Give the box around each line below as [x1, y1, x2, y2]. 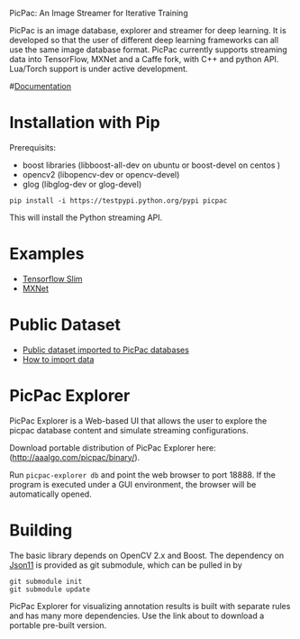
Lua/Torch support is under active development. [9, 63, 188, 74]
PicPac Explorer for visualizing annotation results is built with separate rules [9, 600, 291, 611]
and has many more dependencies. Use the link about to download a [9, 610, 265, 621]
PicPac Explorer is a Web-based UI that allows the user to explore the [9, 415, 268, 426]
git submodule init [9, 577, 83, 586]
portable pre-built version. [9, 619, 107, 630]
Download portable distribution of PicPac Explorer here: [9, 442, 216, 453]
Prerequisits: [9, 141, 57, 152]
